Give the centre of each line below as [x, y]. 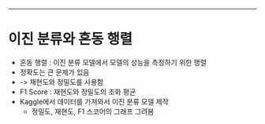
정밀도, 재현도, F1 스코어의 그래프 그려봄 [93, 111]
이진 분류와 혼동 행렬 [70, 39]
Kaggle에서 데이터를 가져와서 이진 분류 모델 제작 [94, 101]
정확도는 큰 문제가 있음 [54, 72]
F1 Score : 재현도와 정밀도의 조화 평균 [78, 92]
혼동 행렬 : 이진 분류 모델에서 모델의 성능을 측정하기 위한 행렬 [113, 62]
